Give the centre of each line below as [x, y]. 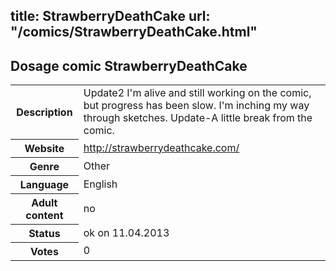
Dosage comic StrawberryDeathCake [129, 65]
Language [44, 184]
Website [44, 148]
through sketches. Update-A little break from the [198, 118]
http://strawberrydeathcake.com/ [161, 147]
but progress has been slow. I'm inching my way [196, 106]
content [44, 215]
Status [44, 233]
